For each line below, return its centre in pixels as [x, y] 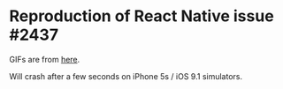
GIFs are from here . [45, 59]
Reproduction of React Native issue [141, 16]
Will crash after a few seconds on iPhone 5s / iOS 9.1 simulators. [126, 76]
